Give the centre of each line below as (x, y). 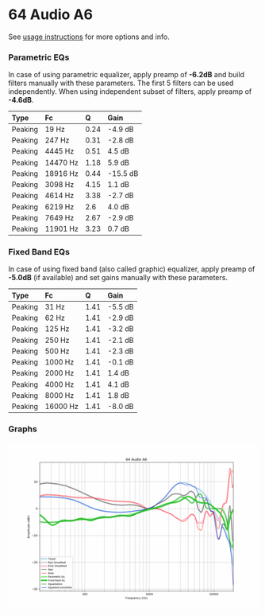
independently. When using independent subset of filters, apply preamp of (130, 92)
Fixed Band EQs (39, 251)
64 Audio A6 (51, 15)
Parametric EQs (39, 57)
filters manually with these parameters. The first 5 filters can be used (121, 83)
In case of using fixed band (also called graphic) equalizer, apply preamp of (132, 269)
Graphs (23, 429)
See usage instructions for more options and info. (89, 37)
